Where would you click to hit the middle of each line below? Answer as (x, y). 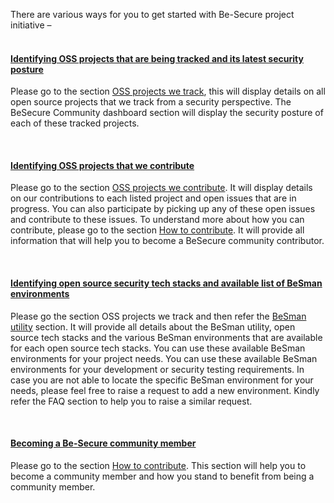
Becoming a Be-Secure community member (103, 443)
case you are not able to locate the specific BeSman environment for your (162, 380)
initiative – (31, 25)
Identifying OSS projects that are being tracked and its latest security (157, 58)
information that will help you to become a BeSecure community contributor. (167, 241)
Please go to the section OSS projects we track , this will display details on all (168, 91)
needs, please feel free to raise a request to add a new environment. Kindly (165, 390)
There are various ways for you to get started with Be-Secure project (152, 14)
